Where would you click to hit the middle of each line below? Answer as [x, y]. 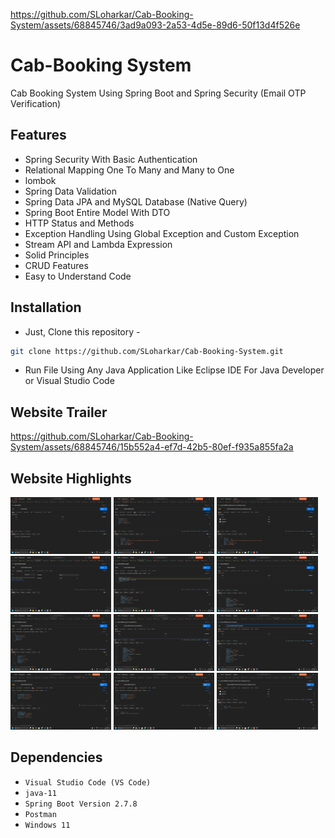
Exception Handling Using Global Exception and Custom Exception [162, 233]
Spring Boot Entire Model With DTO [97, 212]
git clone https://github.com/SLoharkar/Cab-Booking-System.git [147, 351]
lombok [40, 180]
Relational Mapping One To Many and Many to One [129, 170]
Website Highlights [71, 478]
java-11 [40, 793]
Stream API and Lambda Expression [98, 244]
